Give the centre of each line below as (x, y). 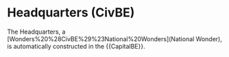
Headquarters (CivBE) (71, 13)
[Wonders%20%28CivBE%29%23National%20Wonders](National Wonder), (115, 38)
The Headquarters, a (36, 32)
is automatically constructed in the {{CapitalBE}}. (76, 46)
